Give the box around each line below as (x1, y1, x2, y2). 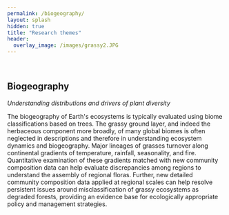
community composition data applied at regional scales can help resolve (7, 178, 213, 186)
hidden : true (7, 23, 45, 30)
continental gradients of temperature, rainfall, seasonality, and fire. (7, 148, 197, 157)
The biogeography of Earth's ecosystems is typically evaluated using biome (7, 112, 223, 120)
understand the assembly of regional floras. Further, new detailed (7, 170, 193, 179)
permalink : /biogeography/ (7, 10, 85, 17)
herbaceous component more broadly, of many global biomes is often (7, 126, 206, 135)
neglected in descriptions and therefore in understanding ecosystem (7, 134, 202, 142)
